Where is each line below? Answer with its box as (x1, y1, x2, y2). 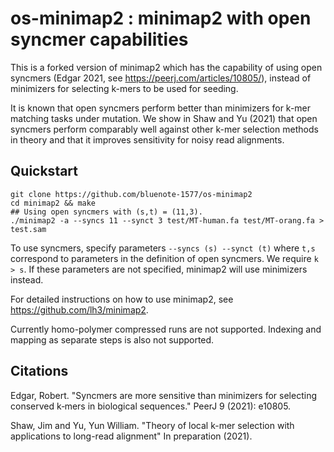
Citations (10, 363, 69, 380)
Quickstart (10, 163, 79, 180)
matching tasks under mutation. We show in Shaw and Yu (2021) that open (10, 112, 318, 124)
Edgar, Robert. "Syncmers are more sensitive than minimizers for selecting (10, 389, 317, 401)
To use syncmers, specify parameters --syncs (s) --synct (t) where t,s (10, 242, 316, 254)
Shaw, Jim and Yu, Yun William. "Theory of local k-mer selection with (10, 419, 295, 431)
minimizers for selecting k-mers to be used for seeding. (10, 82, 239, 94)
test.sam (10, 224, 47, 234)
